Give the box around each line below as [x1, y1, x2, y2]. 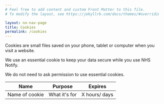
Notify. [5, 62, 19, 68]
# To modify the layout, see [5, 12, 64, 16]
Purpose [52, 83, 73, 90]
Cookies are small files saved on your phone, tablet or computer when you [5, 43, 155, 48]
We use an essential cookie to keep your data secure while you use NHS [5, 57, 151, 63]
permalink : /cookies [5, 30, 47, 34]
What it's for [48, 91, 77, 98]
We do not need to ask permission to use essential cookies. [5, 72, 125, 77]
